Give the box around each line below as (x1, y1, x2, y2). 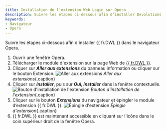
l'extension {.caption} (12, 92, 56, 98)
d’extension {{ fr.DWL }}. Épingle (12, 102, 126, 108)
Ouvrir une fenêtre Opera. (12, 54, 66, 60)
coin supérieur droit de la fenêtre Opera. (12, 118, 96, 124)
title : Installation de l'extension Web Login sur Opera (5, 7, 126, 12)
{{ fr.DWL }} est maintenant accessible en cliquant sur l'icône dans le (12, 113, 155, 119)
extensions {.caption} (12, 76, 56, 82)
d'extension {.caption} (12, 108, 57, 114)
